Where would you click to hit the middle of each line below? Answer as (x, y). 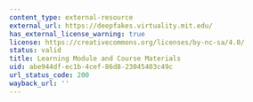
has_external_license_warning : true (77, 34)
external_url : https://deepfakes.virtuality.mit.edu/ (111, 26)
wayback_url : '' (39, 83)
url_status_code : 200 (49, 75)
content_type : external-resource (71, 17)
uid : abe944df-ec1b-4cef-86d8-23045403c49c (91, 67)
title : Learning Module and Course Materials (95, 59)
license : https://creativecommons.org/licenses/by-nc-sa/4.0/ (127, 42)
